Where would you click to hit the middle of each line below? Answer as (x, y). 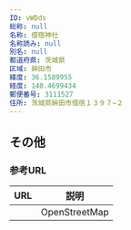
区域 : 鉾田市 (30, 69)
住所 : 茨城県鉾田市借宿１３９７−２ (66, 103)
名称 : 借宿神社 (34, 35)
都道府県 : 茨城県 (37, 60)
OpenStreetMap (75, 213)
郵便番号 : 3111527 (42, 94)
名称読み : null (35, 43)
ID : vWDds (28, 18)
